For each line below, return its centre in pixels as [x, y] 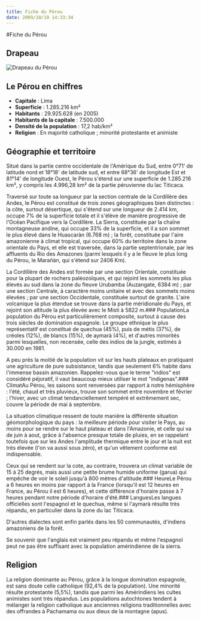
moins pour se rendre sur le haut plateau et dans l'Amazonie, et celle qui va [99, 428]
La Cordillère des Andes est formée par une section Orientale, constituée [96, 272]
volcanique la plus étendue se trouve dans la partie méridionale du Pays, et [99, 304]
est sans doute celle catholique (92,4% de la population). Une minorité [93, 586]
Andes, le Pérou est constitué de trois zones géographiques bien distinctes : [100, 203]
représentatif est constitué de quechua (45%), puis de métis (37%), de [93, 329]
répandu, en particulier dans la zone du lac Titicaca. [70, 510]
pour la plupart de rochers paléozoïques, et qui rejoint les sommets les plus [99, 278]
